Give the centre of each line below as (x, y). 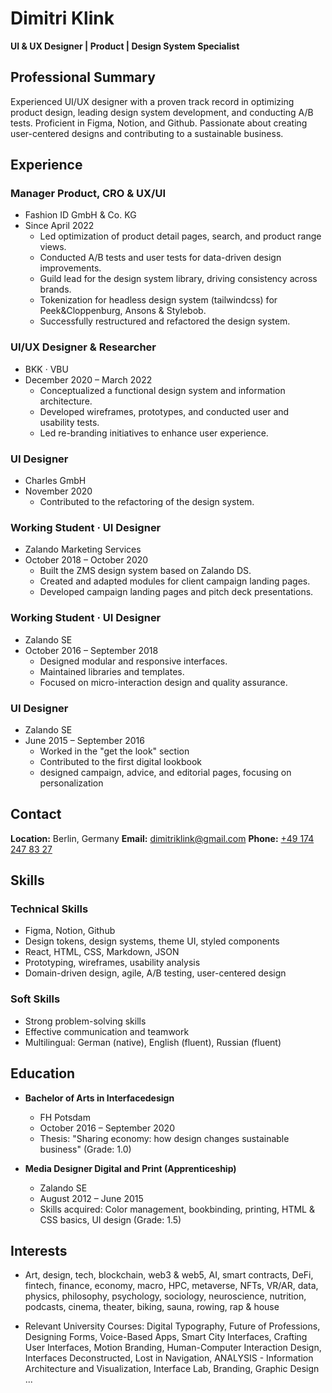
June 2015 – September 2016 (84, 740)
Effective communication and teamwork (107, 1031)
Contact (36, 814)
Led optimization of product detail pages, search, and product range (180, 236)
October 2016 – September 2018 (91, 650)
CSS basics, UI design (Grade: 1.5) (110, 1219)
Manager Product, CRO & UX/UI (88, 194)
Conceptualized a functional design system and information (162, 390)
